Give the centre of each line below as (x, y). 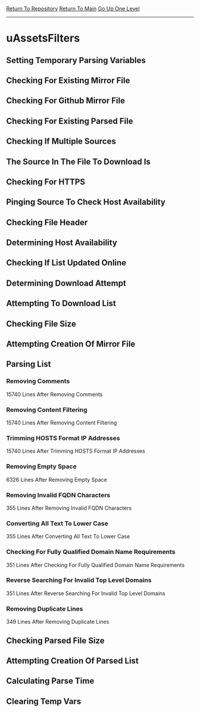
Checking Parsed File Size (55, 640)
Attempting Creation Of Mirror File (71, 344)
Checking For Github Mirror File (65, 101)
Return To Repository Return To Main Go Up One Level (73, 9)
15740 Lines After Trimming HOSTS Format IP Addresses (76, 451)
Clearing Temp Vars (44, 701)
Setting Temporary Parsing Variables (76, 60)
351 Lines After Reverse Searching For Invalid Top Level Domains (86, 593)
